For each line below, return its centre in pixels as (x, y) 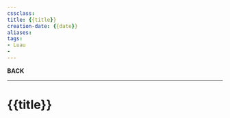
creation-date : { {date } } (42, 26)
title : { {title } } (32, 20)
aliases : (20, 32)
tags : (15, 39)
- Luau (16, 45)
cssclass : (21, 13)
